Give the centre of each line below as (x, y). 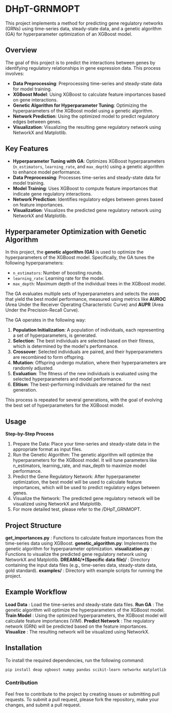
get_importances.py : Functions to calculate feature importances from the (84, 538)
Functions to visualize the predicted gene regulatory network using (76, 554)
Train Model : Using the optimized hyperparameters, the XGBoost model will (86, 615)
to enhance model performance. (47, 172)
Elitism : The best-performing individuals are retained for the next (82, 384)
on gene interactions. (35, 100)
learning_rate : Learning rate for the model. (59, 278)
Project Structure (33, 525)
